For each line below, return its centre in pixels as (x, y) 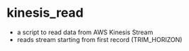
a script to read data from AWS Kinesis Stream (85, 32)
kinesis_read (45, 13)
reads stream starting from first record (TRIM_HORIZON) (99, 39)
